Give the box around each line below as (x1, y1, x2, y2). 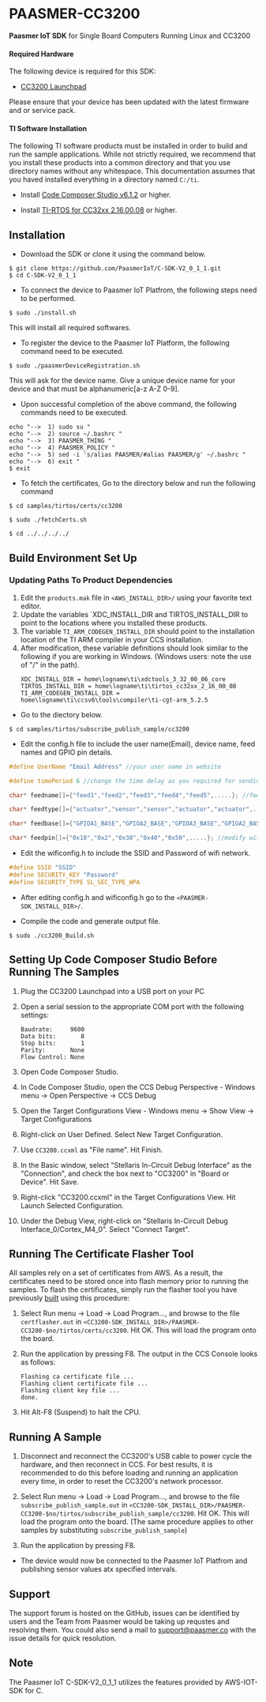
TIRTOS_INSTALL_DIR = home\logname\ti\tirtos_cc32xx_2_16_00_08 (20, 682, 237, 690)
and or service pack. (9, 106, 76, 115)
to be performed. (20, 294, 77, 303)
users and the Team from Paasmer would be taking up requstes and (9, 1617, 230, 1626)
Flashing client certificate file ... (20, 1380, 148, 1388)
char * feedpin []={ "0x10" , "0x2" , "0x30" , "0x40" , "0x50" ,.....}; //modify (9, 834, 246, 842)
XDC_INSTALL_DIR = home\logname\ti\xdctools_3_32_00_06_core (20, 675, 227, 683)
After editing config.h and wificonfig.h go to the (20, 892, 175, 902)
